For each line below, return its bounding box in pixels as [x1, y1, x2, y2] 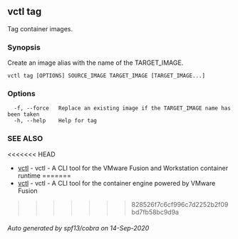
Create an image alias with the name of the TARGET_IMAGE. [7, 58, 184, 67]
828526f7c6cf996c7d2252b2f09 [131, 200, 229, 208]
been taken [7, 111, 40, 118]
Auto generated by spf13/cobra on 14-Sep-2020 [7, 224, 150, 233]
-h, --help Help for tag [14, 117, 98, 124]
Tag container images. [7, 24, 73, 33]
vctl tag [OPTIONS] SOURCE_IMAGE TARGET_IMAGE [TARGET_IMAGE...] [7, 73, 205, 80]
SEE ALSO [7, 134, 43, 144]
